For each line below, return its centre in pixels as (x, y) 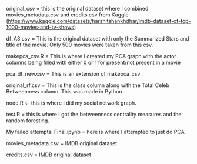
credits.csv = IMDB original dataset (49, 155)
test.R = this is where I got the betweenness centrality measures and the (94, 114)
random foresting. (28, 121)
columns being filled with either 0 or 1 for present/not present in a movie (94, 62)
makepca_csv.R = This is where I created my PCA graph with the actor (91, 56)
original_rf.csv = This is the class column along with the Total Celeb (88, 85)
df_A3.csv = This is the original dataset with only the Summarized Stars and (98, 39)
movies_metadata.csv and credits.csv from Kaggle (67, 15)
